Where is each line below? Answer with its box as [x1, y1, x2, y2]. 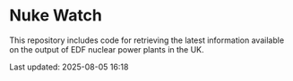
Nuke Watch [9, 5, 103, 26]
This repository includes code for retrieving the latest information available [9, 35, 285, 45]
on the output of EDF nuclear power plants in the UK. [9, 44, 204, 54]
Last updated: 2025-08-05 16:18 [9, 61, 129, 72]
